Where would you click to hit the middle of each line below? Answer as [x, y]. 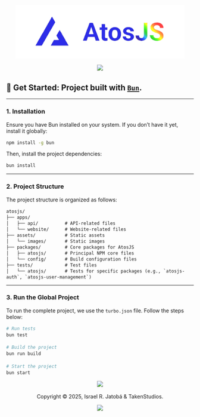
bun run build [24, 354]
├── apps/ [18, 217]
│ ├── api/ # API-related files [61, 223]
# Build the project [32, 348]
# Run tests [21, 329]
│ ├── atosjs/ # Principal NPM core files [70, 253]
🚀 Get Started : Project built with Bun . [74, 88]
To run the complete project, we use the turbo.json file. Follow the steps [95, 310]
